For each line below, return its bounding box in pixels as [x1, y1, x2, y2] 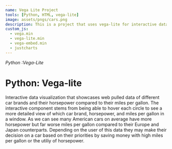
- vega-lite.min [10, 36, 45, 41]
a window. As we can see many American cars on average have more [5, 116, 152, 122]
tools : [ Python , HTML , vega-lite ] [5, 12, 79, 17]
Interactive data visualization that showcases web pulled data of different [5, 94, 160, 100]
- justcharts [10, 45, 38, 51]
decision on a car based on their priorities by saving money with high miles [5, 132, 163, 138]
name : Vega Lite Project [5, 7, 58, 13]
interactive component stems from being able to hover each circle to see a [5, 105, 162, 111]
